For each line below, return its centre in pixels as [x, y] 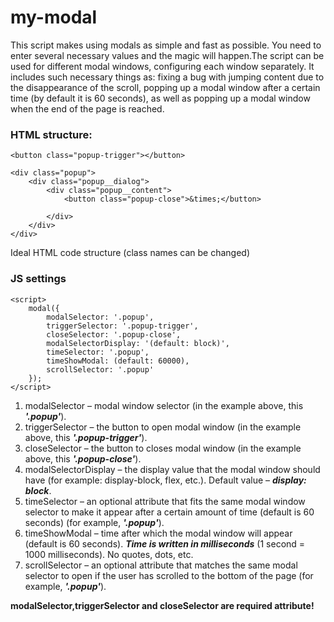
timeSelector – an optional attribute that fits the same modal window [165, 501]
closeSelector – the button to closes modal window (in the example [163, 448]
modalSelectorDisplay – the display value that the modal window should [172, 469]
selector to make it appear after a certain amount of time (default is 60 [169, 512]
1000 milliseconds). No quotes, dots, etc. [109, 554]
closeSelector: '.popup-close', [114, 334]
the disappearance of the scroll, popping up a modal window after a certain [165, 87]
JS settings [38, 279]
